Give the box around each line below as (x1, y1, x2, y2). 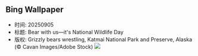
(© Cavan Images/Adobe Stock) (14, 43, 94, 50)
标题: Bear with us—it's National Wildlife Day (14, 28, 123, 35)
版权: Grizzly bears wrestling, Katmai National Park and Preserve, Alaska (14, 35, 193, 43)
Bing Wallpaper (5, 5, 64, 15)
